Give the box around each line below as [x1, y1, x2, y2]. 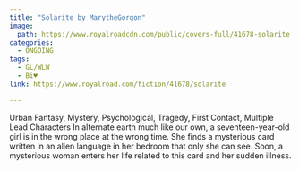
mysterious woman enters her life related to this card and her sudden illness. [9, 149, 292, 161]
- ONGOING [17, 47, 54, 55]
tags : [9, 55, 30, 64]
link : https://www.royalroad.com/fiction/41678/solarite [9, 80, 226, 89]
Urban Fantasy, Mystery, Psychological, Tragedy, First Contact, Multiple [9, 112, 275, 123]
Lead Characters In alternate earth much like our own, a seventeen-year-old [9, 122, 290, 132]
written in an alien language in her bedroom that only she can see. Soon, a [9, 140, 284, 151]
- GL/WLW [17, 64, 50, 72]
